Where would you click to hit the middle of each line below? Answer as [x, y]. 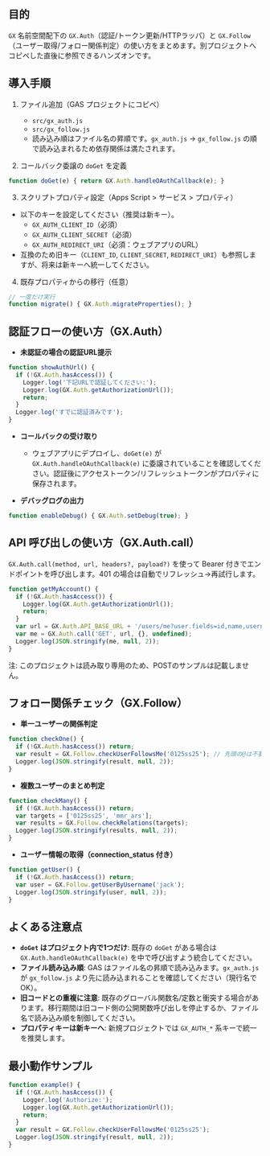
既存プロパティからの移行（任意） [76, 282]
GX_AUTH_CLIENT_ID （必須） [77, 224]
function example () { [45, 1085]
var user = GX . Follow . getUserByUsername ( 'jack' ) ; [100, 884]
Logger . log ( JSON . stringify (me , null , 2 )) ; [88, 641]
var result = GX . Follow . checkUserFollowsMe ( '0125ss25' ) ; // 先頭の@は [134, 755]
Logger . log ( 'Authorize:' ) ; [68, 1100]
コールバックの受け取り [59, 436]
